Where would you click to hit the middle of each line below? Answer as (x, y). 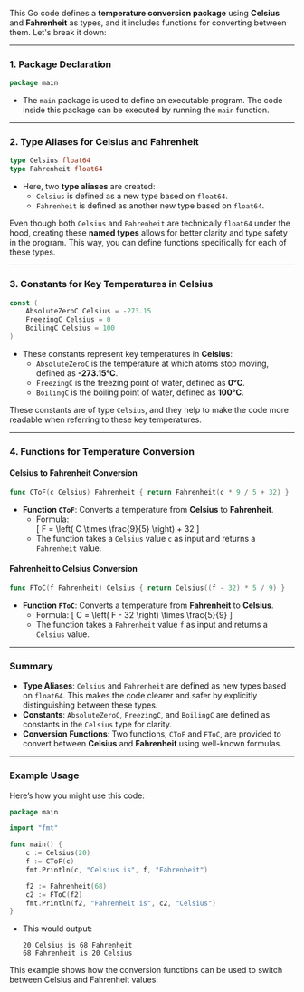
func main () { (36, 845)
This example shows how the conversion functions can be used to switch (146, 970)
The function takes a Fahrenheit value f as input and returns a (152, 624)
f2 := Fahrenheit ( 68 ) (66, 886)
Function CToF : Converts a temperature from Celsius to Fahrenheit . (148, 509)
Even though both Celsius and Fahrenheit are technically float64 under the (150, 223)
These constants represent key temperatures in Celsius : (128, 353)
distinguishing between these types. (90, 705)
